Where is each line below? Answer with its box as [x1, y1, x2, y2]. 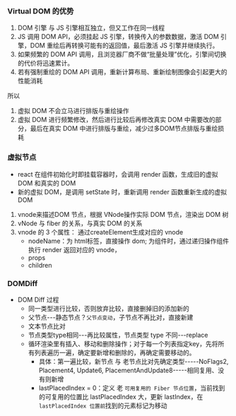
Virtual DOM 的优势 [7, 6, 74, 16]
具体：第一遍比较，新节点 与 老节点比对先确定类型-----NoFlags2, [38, 357, 229, 365]
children [28, 261, 52, 269]
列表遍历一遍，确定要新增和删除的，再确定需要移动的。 [34, 348, 196, 357]
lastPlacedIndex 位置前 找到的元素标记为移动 [38, 401, 167, 410]
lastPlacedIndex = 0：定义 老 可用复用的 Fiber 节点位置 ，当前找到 [38, 384, 225, 392]
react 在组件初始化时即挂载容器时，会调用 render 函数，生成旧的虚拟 [17, 170, 218, 178]
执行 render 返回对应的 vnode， [28, 245, 122, 254]
